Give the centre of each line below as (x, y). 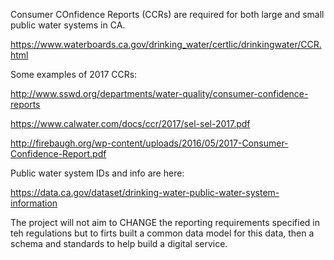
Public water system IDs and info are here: (97, 173)
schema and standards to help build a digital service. (119, 243)
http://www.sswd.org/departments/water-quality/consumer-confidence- (159, 93)
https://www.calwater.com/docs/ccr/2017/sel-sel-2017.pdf (130, 123)
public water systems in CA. (68, 25)
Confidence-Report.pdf (58, 153)
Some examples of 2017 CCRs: (74, 74)
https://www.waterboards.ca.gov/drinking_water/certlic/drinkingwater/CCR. (166, 44)
